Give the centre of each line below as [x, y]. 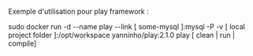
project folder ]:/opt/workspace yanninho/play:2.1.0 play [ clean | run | [122, 35]
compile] [22, 43]
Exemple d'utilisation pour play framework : [78, 11]
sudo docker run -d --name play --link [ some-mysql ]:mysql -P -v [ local [127, 26]
